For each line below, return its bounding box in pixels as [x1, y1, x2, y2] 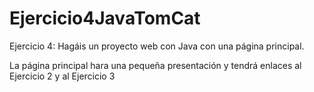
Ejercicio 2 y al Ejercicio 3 [9, 70, 116, 82]
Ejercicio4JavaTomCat [9, 7, 201, 30]
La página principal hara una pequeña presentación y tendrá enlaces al [9, 59, 302, 71]
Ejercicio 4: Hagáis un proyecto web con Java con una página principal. [9, 40, 305, 52]
